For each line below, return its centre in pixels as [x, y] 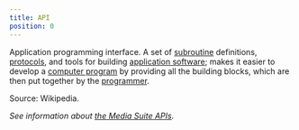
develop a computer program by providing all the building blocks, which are [149, 71]
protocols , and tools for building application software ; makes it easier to [142, 61]
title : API [30, 18]
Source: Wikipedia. [44, 98]
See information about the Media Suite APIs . [92, 116]
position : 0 [32, 26]
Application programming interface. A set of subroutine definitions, [133, 51]
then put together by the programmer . [80, 80]
